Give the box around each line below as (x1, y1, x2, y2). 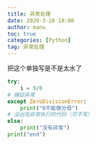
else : (7, 118, 23, 125)
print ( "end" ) (7, 131, 46, 138)
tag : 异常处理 (7, 43, 45, 50)
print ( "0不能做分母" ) (20, 104, 79, 112)
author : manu (7, 23, 46, 31)
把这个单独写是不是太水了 (7, 64, 82, 72)
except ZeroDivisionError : (7, 97, 87, 105)
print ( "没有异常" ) (20, 124, 70, 131)
